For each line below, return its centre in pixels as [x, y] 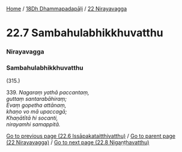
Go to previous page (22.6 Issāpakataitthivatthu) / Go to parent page [91, 136]
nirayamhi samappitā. [33, 124]
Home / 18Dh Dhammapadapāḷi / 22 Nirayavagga [67, 9]
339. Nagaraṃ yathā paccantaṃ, [48, 93]
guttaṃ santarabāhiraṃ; [37, 99]
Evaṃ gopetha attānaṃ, [36, 105]
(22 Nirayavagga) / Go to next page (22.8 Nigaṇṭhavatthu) [78, 142]
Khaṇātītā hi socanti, [32, 118]
